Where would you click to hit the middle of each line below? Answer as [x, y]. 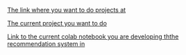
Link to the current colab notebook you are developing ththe [93, 36]
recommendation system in [46, 44]
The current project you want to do [57, 23]
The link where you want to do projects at [67, 10]
